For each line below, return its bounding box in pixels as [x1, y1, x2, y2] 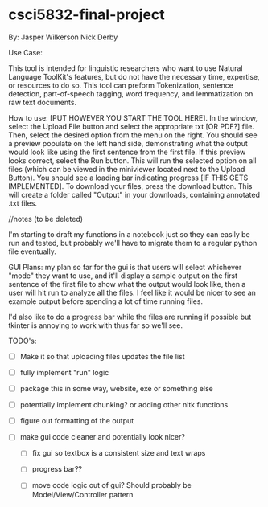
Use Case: [8, 47, 43, 57]
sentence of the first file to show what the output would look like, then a [8, 279, 246, 288]
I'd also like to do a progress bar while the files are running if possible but [8, 312, 252, 321]
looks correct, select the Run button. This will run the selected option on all [8, 155, 257, 166]
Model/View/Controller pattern [31, 489, 134, 499]
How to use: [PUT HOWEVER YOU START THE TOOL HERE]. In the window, [8, 112, 258, 122]
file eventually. [8, 247, 56, 256]
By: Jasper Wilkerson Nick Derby [8, 32, 118, 42]
